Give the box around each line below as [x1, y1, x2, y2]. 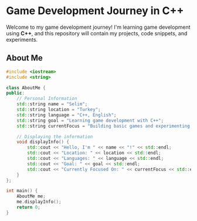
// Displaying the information [16, 133, 93, 139]
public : [6, 90, 25, 96]
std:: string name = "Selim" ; [16, 101, 88, 107]
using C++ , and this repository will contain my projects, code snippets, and [6, 29, 188, 36]
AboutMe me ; [16, 193, 46, 199]
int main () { [6, 188, 38, 194]
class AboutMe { [6, 85, 46, 91]
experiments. [6, 36, 38, 43]
